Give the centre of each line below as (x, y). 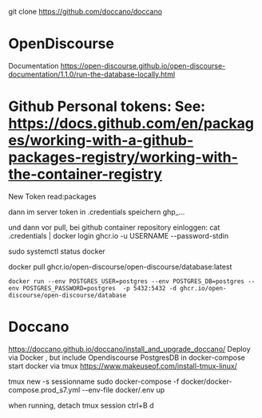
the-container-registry (85, 174)
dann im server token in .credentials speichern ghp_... (97, 211)
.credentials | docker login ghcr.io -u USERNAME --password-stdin (119, 235)
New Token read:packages (52, 196)
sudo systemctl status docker (57, 251)
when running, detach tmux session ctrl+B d (81, 405)
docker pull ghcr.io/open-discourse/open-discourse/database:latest (120, 266)
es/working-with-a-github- (101, 141)
